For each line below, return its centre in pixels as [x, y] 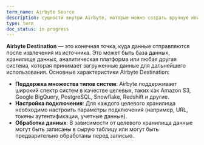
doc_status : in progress [38, 29]
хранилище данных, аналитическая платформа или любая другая [92, 59]
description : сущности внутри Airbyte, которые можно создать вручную [97, 18]
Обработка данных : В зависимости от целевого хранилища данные [104, 123]
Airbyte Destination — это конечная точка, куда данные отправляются [98, 46]
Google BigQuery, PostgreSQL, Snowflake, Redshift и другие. [92, 97]
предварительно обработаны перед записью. [75, 136]
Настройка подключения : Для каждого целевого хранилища [95, 104]
